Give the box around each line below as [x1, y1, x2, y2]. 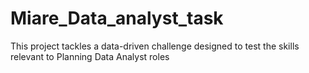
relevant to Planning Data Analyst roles [10, 50, 170, 62]
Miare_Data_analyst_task [10, 7, 224, 30]
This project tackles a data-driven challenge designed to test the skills [10, 40, 300, 52]
